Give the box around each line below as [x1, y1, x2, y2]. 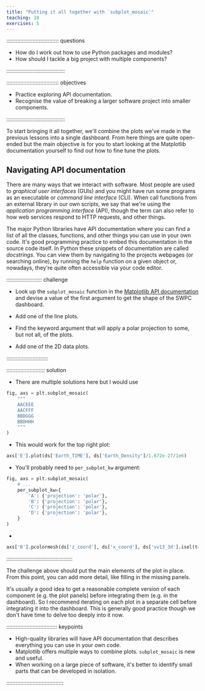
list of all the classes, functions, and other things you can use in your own [6, 232, 191, 239]
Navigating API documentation [6, 164, 126, 175]
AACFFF [17, 407, 34, 413]
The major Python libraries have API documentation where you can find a [6, 225, 190, 233]
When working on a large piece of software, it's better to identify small [15, 660, 193, 668]
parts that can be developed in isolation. [15, 667, 117, 675]
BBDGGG [17, 413, 34, 419]
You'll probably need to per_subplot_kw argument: [15, 464, 141, 471]
